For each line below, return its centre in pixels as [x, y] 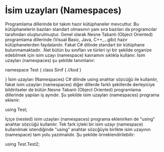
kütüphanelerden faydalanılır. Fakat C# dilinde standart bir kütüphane [75, 44]
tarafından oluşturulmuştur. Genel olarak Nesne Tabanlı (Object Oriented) [79, 34]
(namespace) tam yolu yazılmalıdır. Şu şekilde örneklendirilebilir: [70, 134]
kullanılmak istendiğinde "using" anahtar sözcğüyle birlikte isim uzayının [78, 129]
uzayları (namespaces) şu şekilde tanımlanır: [50, 60]
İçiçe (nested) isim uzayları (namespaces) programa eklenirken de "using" [80, 119]
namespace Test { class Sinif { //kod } [43, 70]
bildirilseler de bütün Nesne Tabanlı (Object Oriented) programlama [73, 89]
